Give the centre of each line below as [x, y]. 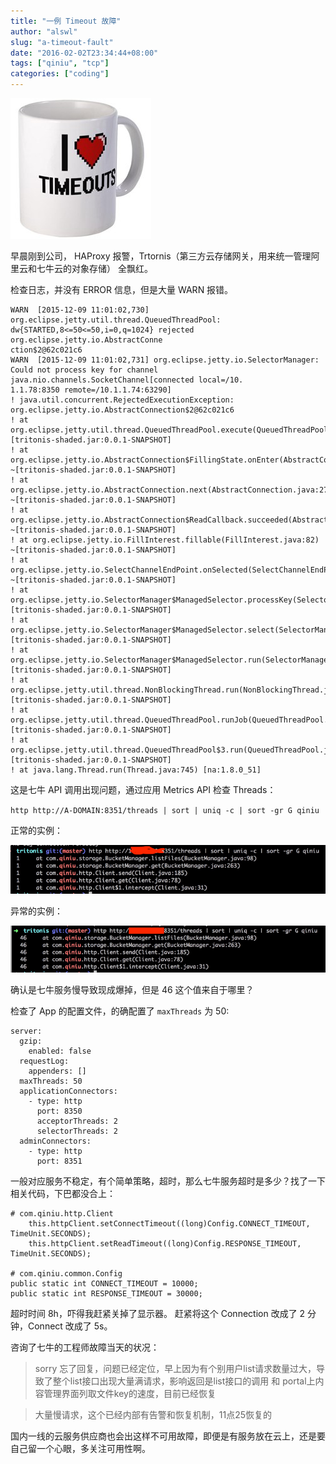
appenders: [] [57, 1071]
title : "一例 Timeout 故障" [66, 21]
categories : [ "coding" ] [60, 74]
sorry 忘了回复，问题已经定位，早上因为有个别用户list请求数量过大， [175, 1369]
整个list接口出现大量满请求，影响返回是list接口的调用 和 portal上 [184, 1381]
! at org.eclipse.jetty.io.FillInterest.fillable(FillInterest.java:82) [165, 540]
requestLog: [44, 1061]
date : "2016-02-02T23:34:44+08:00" [84, 53]
